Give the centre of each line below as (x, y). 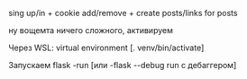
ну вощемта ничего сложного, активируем (91, 30)
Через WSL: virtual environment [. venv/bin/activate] (106, 48)
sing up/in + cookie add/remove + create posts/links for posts (123, 13)
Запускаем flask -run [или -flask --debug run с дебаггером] (123, 65)
